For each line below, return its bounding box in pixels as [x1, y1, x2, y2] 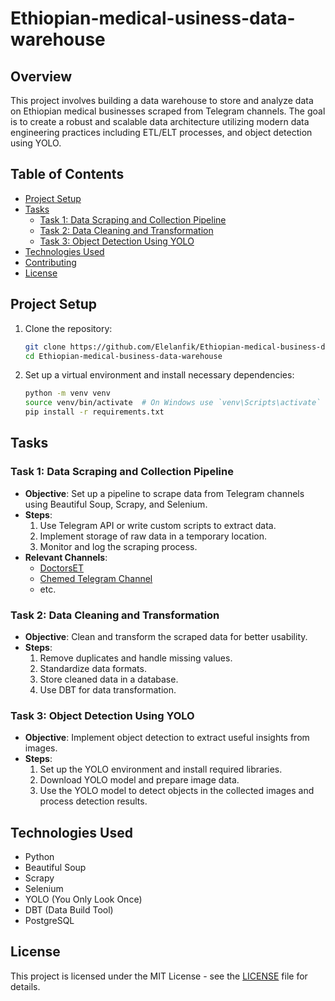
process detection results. [39, 795, 148, 807]
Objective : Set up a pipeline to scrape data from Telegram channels [24, 487, 305, 499]
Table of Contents [10, 166, 125, 183]
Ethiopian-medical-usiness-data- [10, 7, 296, 30]
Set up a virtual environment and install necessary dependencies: [24, 369, 295, 381]
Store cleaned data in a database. [39, 673, 179, 685]
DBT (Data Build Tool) [24, 904, 114, 916]
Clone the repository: [24, 322, 113, 334]
